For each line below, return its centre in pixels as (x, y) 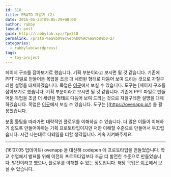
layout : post (19, 29)
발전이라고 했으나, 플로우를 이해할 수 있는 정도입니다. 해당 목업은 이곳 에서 (84, 163)
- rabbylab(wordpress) (34, 48)
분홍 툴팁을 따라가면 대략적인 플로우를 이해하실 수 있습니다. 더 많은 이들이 (78, 122)
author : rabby (20, 24)
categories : (18, 43)
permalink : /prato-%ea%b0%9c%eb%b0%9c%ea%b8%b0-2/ (60, 39)
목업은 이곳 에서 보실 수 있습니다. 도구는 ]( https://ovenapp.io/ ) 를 (93, 105)
